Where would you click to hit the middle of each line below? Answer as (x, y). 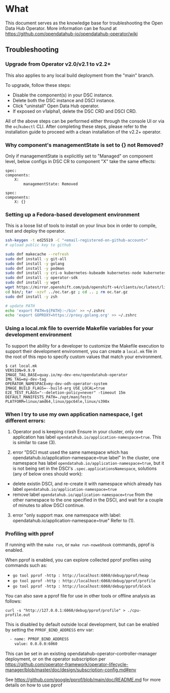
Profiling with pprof (30, 533)
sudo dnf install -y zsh (31, 297)
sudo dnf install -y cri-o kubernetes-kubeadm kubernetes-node (73, 273)
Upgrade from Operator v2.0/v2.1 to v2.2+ (58, 64)
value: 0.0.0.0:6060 (36, 644)
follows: (13, 601)
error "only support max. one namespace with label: (67, 515)
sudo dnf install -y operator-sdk (42, 278)
